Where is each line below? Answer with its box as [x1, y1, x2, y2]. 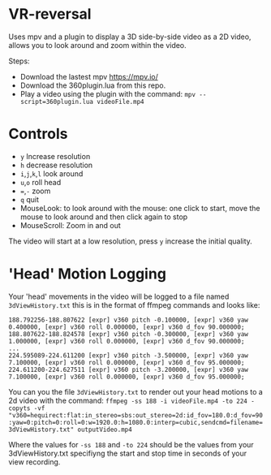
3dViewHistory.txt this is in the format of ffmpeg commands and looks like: [8, 300, 260, 309]
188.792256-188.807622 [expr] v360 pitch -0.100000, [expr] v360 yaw [8, 316, 249, 324]
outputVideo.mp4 [77, 425, 132, 434]
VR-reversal [8, 5, 92, 24]
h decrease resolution [19, 160, 93, 170]
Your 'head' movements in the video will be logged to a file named [8, 291, 230, 301]
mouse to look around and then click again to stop [19, 212, 188, 222]
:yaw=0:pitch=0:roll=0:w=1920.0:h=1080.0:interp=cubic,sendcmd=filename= [8, 418, 264, 426]
